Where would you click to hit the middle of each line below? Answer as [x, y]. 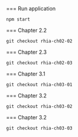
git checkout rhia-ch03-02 [39, 106]
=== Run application [31, 9]
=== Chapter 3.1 [26, 74]
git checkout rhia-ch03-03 [39, 128]
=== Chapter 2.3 [27, 52]
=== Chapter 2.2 [27, 30]
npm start [18, 19]
